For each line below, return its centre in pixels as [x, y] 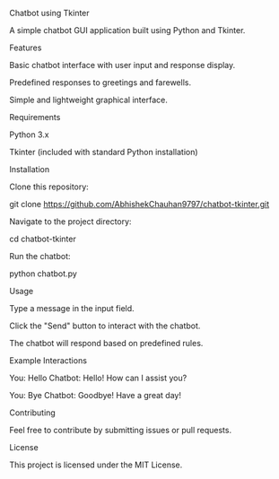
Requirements [35, 117]
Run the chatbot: [40, 256]
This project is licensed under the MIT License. [96, 465]
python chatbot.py [44, 274]
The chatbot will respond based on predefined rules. [106, 343]
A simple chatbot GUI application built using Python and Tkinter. [127, 30]
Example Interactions [48, 361]
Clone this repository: [49, 187]
